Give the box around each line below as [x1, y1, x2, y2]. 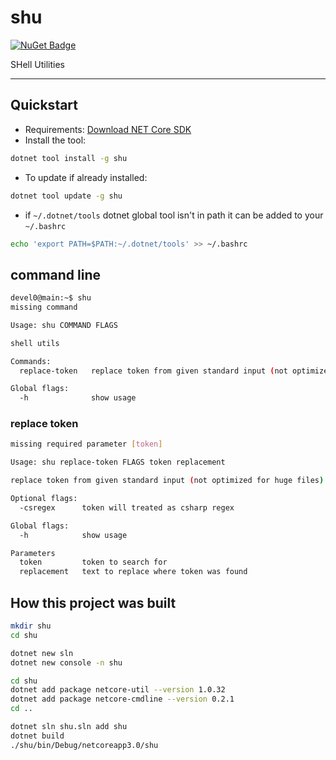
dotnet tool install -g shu [10, 153, 128, 163]
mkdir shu [10, 621, 52, 631]
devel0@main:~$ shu [10, 293, 92, 303]
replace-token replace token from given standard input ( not [19, 366, 288, 376]
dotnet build [10, 731, 65, 741]
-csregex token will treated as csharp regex [19, 502, 235, 513]
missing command [10, 302, 78, 313]
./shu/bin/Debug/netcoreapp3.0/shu [10, 740, 159, 750]
